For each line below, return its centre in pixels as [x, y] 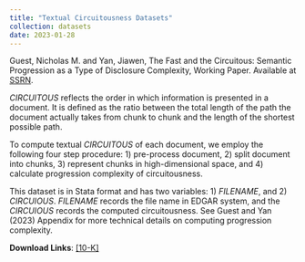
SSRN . [21, 80]
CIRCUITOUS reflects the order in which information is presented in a [139, 98]
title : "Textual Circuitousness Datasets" [91, 18]
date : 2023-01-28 [42, 35]
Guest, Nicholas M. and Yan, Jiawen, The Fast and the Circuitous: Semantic [151, 61]
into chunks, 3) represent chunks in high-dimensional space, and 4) [137, 164]
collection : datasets [51, 26]
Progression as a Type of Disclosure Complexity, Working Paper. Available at [153, 70]
